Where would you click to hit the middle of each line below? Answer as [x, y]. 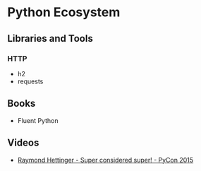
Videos [23, 143]
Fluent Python [38, 120]
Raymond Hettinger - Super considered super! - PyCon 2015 [105, 160]
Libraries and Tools [50, 39]
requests [30, 81]
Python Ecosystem [64, 12]
